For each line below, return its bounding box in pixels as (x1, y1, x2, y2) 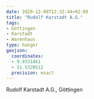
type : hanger (6, 42, 38, 48)
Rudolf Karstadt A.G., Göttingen (6, 86, 83, 93)
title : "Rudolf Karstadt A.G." (6, 14, 83, 20)
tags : (6, 20, 20, 26)
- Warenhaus (6, 36, 35, 42)
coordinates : (11, 53, 44, 59)
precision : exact (11, 70, 54, 76)
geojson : (6, 48, 28, 54)
